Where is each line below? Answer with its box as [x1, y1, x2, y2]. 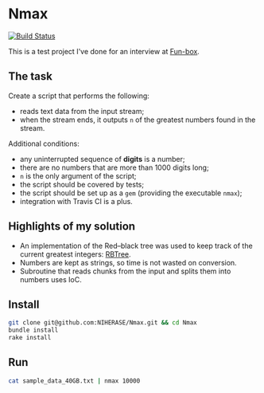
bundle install [8, 326, 59, 335]
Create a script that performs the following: [8, 91, 149, 100]
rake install [8, 334, 52, 342]
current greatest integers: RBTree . [19, 249, 131, 259]
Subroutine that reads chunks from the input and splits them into [19, 266, 231, 276]
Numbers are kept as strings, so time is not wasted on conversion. [19, 257, 237, 267]
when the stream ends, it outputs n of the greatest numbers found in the [19, 115, 256, 124]
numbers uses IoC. [19, 274, 82, 284]
